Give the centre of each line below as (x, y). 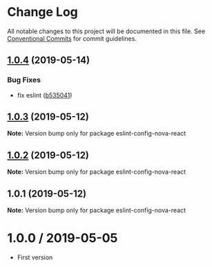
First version (35, 257)
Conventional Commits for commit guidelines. (72, 38)
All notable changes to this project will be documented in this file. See (106, 31)
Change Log (42, 12)
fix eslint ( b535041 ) (45, 95)
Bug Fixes (24, 80)
